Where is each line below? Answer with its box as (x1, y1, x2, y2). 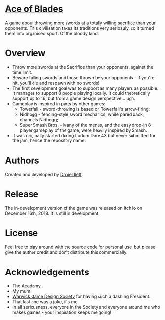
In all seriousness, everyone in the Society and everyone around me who (12, 304, 160, 310)
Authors (5, 155, 39, 166)
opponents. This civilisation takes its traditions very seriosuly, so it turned (5, 25, 154, 31)
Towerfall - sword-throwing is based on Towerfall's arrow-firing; (19, 106, 150, 112)
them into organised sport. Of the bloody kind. (5, 30, 99, 36)
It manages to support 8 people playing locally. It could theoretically (12, 90, 150, 96)
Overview (5, 48, 46, 59)
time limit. (12, 69, 33, 75)
